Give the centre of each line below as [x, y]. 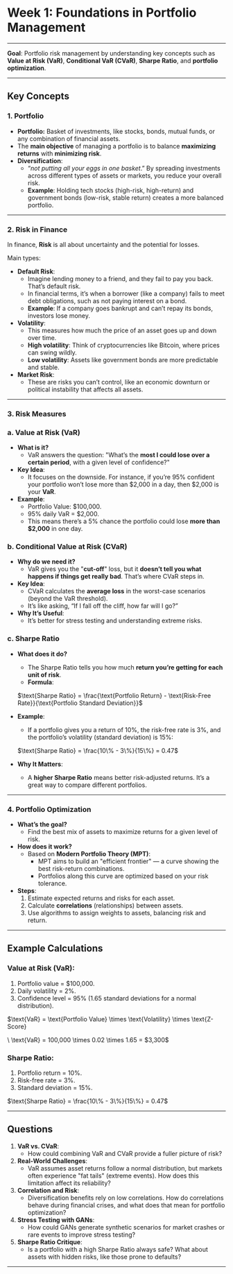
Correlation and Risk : [48, 1190]
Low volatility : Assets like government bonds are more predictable [123, 359]
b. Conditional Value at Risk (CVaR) [67, 547]
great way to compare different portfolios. [87, 785]
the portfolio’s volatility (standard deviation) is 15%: [100, 737]
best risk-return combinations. [81, 869]
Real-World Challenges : [52, 1161]
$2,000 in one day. [55, 529]
